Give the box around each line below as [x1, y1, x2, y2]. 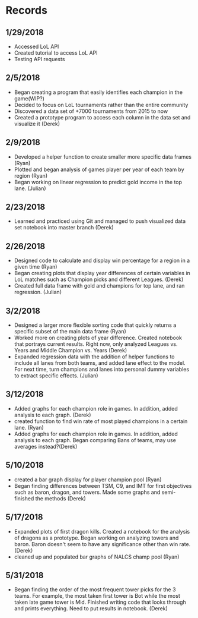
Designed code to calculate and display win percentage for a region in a [14, 257, 190, 264]
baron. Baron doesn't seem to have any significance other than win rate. [14, 540, 191, 547]
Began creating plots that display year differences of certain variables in [14, 270, 191, 277]
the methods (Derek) [35, 494, 87, 502]
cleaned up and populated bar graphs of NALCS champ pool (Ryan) [14, 553, 180, 560]
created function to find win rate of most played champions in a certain [14, 417, 188, 425]
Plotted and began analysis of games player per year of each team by [14, 166, 184, 173]
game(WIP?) [14, 94, 45, 102]
